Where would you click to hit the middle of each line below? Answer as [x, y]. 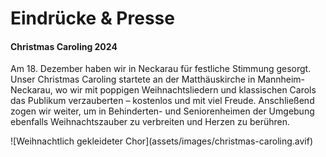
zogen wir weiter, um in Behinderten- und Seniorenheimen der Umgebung [162, 111]
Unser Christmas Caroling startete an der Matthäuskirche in [133, 79]
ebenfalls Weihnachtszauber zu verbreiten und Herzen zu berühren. [150, 122]
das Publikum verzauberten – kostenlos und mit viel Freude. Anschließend [162, 101]
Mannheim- [281, 79]
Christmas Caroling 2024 [64, 46]
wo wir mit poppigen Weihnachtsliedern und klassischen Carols [185, 90]
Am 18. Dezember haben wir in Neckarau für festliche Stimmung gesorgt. [161, 69]
